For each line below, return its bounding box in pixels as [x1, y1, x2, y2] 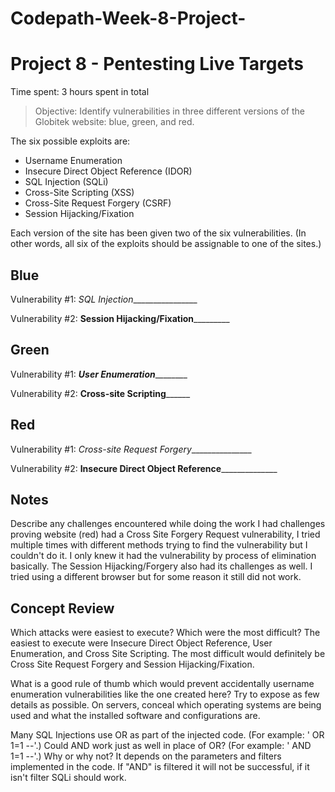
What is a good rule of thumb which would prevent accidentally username [10, 678, 315, 690]
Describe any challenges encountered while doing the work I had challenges [10, 518, 326, 530]
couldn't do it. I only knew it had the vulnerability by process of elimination [10, 550, 317, 562]
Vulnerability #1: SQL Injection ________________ [10, 293, 198, 305]
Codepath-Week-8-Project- [10, 7, 247, 30]
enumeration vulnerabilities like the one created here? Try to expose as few [10, 688, 320, 701]
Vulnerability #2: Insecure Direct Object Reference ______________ [10, 462, 278, 474]
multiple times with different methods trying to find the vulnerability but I [10, 539, 308, 551]
